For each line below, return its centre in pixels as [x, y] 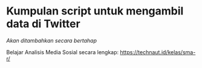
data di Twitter [43, 24]
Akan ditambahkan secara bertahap [52, 40]
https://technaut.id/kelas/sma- [158, 52]
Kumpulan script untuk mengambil [95, 11]
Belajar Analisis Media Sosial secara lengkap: [63, 52]
